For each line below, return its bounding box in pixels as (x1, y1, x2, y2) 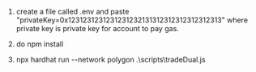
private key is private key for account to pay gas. (15, 24, 180, 33)
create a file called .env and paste (15, 7, 130, 16)
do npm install (15, 39, 64, 49)
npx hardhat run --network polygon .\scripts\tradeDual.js (15, 55, 206, 64)
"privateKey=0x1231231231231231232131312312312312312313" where (15, 15, 249, 25)
